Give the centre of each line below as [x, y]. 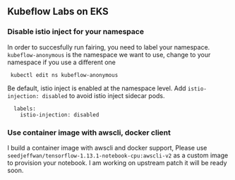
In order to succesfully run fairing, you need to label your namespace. [109, 47]
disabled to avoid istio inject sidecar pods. [103, 95]
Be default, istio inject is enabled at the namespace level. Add [97, 88]
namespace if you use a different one [62, 62]
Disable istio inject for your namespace [76, 32]
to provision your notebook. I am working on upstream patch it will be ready [117, 162]
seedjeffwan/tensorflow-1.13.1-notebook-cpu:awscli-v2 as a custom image [118, 155]
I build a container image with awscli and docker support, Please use [107, 148]
